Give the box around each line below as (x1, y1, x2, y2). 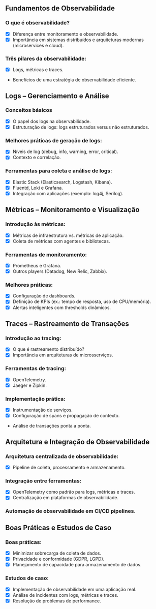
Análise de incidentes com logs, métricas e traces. (12, 592, 118, 598)
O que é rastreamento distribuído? (12, 346, 85, 352)
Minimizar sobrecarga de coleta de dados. (12, 550, 102, 556)
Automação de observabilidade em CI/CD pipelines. (5, 508, 136, 515)
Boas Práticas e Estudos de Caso (5, 523, 112, 532)
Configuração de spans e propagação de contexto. (12, 413, 120, 419)
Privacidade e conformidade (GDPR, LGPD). (12, 556, 105, 562)
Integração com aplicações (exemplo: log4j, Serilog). (12, 190, 123, 196)
